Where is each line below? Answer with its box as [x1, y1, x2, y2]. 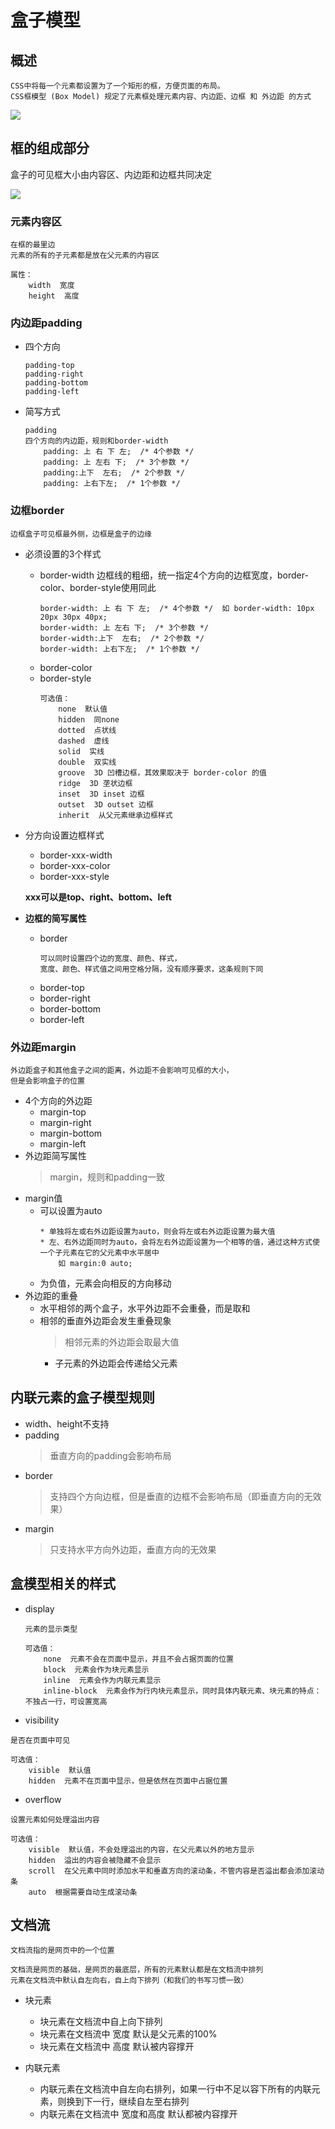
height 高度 [28, 291, 80, 301]
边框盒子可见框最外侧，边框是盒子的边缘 [10, 529, 152, 539]
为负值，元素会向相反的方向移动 [39, 1277, 172, 1289]
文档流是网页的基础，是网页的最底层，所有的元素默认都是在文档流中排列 [10, 1965, 264, 1975]
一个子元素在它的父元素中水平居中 [39, 1248, 160, 1258]
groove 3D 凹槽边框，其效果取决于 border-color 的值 [58, 767, 267, 778]
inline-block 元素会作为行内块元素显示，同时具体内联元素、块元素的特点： [43, 1686, 322, 1696]
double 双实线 [58, 757, 117, 767]
